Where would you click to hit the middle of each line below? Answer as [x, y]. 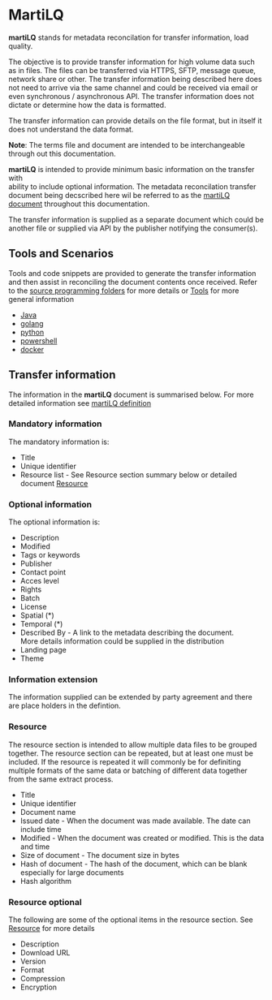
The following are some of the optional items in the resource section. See [131, 920]
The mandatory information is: [59, 442]
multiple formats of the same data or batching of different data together [128, 770]
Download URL [45, 953]
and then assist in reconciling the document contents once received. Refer [133, 282]
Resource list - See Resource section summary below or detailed [128, 474]
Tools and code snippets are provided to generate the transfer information [132, 273]
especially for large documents [72, 872]
